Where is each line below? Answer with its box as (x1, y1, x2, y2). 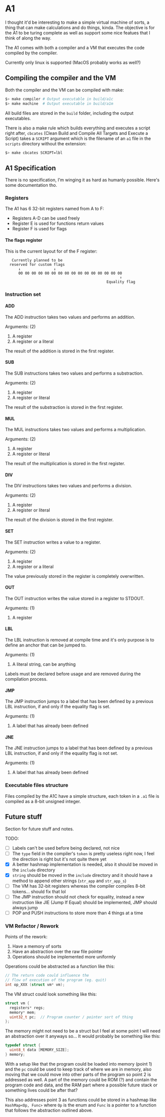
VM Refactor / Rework (5, 922, 59, 929)
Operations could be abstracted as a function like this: (5, 963, 115, 969)
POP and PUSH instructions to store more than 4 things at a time (12, 910, 143, 916)
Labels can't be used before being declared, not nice (12, 845, 120, 851)
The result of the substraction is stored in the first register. (5, 404, 124, 410)
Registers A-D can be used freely (12, 215, 80, 221)
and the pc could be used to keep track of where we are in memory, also (5, 1066, 152, 1072)
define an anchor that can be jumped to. (5, 642, 87, 648)
